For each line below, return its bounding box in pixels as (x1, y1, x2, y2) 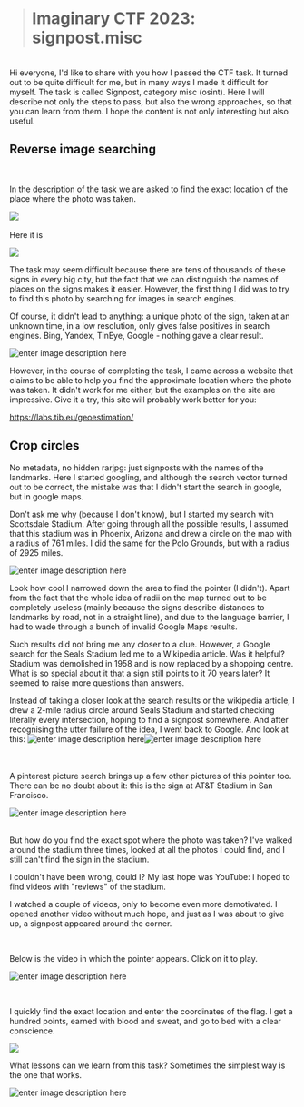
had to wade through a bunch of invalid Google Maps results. (9, 621, 238, 632)
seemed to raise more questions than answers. (9, 677, 185, 688)
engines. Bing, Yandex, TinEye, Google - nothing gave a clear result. (9, 330, 265, 341)
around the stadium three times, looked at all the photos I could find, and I (9, 844, 286, 855)
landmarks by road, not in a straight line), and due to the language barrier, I (9, 611, 289, 622)
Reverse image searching (9, 142, 157, 157)
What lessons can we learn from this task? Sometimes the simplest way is (9, 1060, 286, 1071)
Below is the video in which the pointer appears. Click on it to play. (9, 953, 259, 964)
